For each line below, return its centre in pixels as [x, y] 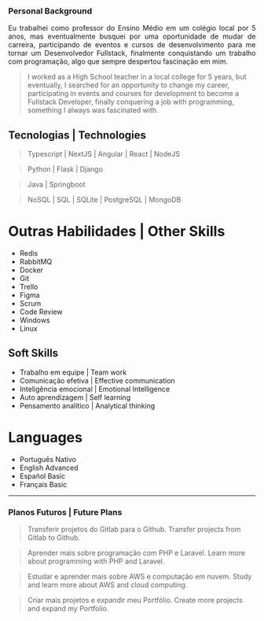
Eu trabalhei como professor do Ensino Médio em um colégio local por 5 [132, 28]
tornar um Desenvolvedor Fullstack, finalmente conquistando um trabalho [132, 54]
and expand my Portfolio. [68, 608]
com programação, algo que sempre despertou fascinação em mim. [118, 61]
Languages [45, 438]
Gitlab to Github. [54, 538]
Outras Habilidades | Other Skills [117, 232]
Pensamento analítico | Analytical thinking [87, 405]
